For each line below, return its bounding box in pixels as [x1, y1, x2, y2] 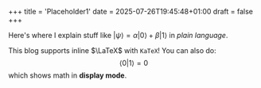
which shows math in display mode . [8, 71, 127, 80]
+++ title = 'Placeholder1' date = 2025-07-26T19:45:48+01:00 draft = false [8, 7, 253, 16]
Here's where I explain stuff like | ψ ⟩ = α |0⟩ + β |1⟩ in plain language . [8, 31, 228, 40]
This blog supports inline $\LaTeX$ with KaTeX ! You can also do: [8, 46, 216, 55]
